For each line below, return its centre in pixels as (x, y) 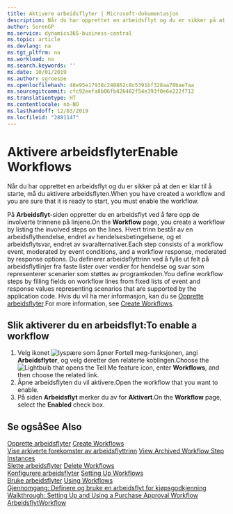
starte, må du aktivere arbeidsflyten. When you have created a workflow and (116, 193)
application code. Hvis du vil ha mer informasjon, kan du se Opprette (105, 296)
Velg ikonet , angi (107, 353)
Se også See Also (45, 426)
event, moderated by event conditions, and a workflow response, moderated (117, 251)
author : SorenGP (31, 27)
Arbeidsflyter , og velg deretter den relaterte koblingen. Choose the (113, 361)
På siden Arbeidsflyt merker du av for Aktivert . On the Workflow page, (119, 398)
